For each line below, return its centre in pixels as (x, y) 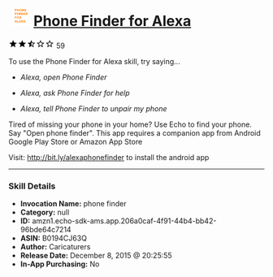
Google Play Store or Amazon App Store (76, 141)
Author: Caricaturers (55, 247)
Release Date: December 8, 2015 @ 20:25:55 (96, 256)
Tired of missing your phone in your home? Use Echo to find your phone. (130, 124)
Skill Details (32, 186)
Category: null (45, 212)
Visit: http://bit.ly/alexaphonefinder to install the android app (109, 157)
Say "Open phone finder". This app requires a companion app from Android (135, 132)
